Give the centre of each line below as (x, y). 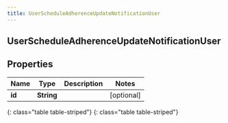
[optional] (125, 95)
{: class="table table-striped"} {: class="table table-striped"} (93, 112)
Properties (30, 65)
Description (84, 83)
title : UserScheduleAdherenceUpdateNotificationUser (84, 13)
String (47, 95)
